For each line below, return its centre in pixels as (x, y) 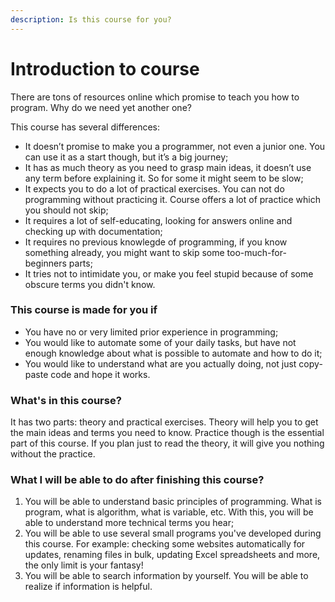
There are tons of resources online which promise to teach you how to (155, 97)
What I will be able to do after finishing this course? (137, 480)
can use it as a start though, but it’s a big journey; (126, 157)
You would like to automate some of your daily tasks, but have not (160, 342)
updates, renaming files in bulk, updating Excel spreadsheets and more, (172, 555)
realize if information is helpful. (88, 587)
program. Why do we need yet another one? (101, 107)
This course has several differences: (85, 127)
